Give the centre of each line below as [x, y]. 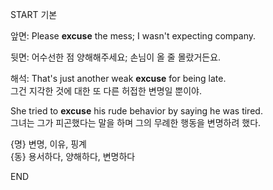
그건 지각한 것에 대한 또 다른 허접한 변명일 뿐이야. [106, 91]
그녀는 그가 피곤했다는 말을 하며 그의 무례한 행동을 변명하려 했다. [136, 122]
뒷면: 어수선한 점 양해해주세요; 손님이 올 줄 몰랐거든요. [116, 57]
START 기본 [34, 14]
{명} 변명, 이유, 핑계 [48, 144]
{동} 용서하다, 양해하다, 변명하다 [73, 156]
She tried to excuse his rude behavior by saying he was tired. [136, 111]
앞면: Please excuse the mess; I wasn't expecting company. [133, 36]
